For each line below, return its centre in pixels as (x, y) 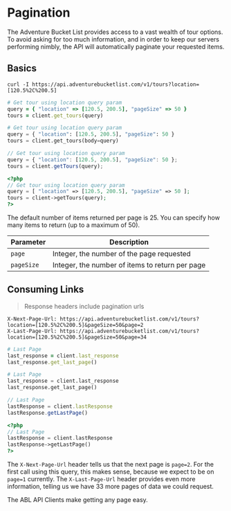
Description (129, 242)
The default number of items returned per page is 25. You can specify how (113, 217)
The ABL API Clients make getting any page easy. (78, 500)
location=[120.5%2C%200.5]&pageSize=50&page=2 (75, 325)
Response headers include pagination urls (84, 306)
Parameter (28, 242)
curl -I (18, 84)
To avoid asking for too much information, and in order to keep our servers (113, 39)
